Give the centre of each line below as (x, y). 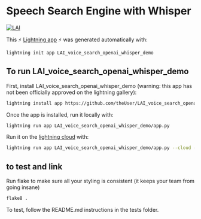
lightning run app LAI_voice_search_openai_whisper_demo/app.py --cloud (99, 148)
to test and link (34, 167)
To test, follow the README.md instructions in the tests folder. (83, 209)
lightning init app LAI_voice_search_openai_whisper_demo (80, 53)
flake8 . (17, 199)
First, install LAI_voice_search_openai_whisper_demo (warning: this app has (99, 86)
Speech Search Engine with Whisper (99, 11)
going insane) (23, 187)
